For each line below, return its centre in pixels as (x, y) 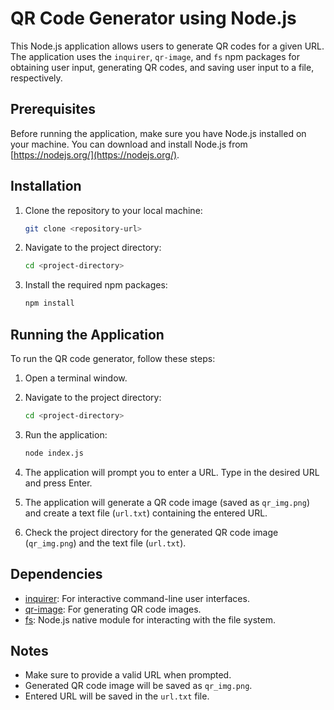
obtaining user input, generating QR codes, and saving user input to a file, (162, 67)
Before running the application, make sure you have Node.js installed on (158, 133)
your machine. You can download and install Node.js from (129, 144)
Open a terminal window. (76, 378)
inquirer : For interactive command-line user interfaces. (137, 598)
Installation (46, 186)
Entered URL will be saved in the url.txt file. (117, 696)
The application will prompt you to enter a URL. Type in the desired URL (172, 472)
